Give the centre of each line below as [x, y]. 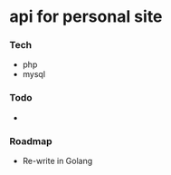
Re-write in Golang [57, 161]
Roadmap [31, 141]
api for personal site [86, 17]
